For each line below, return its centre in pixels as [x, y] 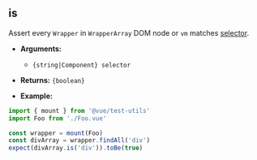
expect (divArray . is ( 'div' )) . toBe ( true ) [76, 148]
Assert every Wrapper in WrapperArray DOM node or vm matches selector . [129, 32]
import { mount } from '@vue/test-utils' [79, 110]
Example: [36, 96]
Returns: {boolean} [52, 80]
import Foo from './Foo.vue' [58, 118]
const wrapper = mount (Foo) [56, 133]
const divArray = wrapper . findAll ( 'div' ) [79, 141]
